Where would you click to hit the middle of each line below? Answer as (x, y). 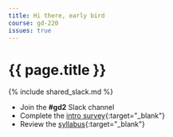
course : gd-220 (33, 23)
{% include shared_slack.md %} (61, 92)
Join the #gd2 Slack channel (67, 108)
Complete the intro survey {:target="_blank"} (92, 115)
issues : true (30, 30)
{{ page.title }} (57, 70)
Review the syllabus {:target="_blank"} (83, 124)
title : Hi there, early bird (57, 16)
